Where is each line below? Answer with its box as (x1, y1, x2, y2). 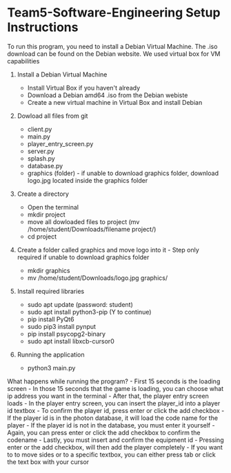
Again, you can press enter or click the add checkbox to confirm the (7, 428, 201, 436)
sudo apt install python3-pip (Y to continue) (27, 308, 152, 316)
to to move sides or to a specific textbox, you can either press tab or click (7, 450, 216, 459)
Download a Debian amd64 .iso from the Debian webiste (27, 91, 188, 99)
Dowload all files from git (17, 112, 88, 120)
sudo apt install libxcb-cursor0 (27, 336, 115, 345)
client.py (27, 125, 52, 133)
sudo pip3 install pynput (27, 322, 97, 330)
